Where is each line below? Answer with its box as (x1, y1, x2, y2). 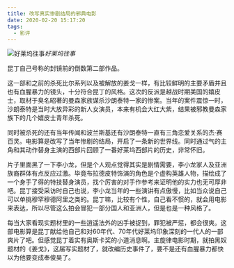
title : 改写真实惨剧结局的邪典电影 (7, 10, 97, 17)
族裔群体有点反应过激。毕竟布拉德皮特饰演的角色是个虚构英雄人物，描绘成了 (7, 169, 227, 178)
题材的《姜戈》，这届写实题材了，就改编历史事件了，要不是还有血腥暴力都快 (7, 244, 224, 253)
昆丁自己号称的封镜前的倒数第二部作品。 (7, 64, 123, 73)
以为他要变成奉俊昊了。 (7, 253, 75, 262)
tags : (7, 23, 23, 30)
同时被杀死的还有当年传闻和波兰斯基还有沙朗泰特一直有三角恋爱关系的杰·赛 (7, 128, 223, 137)
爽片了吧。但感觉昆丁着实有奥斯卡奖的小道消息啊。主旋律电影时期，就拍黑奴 (7, 236, 227, 244)
